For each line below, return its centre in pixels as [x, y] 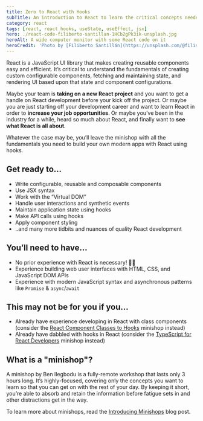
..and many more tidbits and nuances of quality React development [98, 229]
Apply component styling [46, 222]
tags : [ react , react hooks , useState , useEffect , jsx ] [77, 29]
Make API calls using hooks [49, 216]
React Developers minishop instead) [60, 341]
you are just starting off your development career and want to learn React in [101, 106]
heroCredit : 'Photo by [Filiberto [50, 46]
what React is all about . [36, 126]
